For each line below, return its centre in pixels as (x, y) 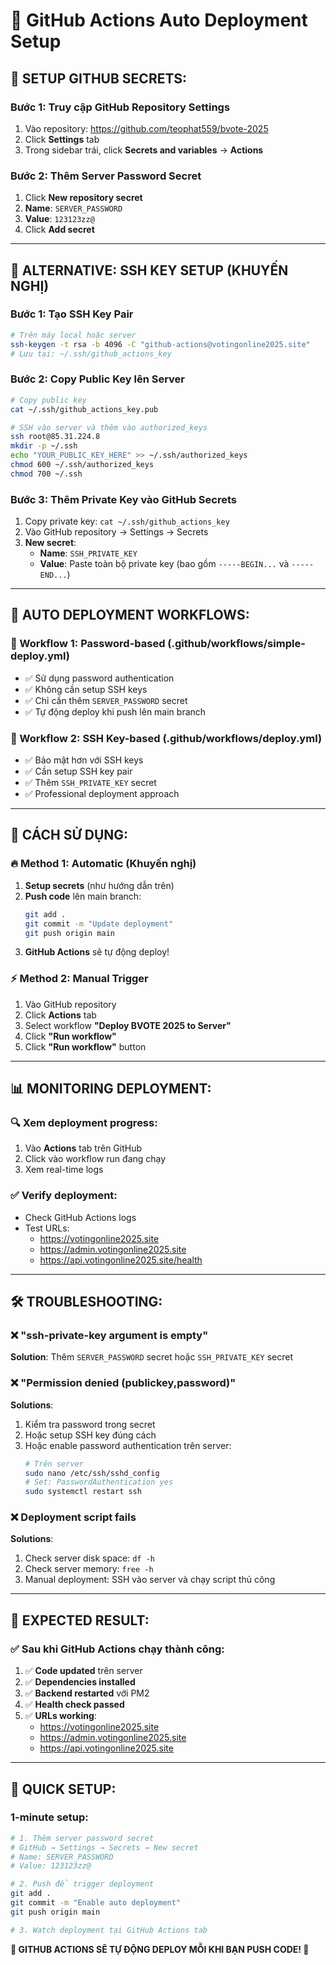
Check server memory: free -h (89, 1569)
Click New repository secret (83, 198)
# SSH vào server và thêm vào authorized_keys (109, 427)
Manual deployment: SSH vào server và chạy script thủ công (150, 1580)
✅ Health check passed (74, 1705)
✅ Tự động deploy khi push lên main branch (115, 711)
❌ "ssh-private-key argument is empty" (109, 1335)
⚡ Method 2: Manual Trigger (79, 979)
